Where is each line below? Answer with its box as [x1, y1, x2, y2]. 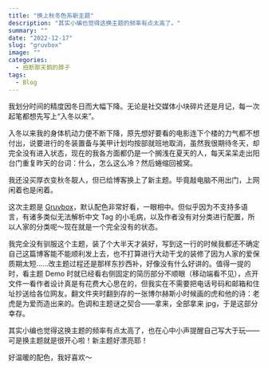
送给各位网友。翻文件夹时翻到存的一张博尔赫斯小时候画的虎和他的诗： [22, 289, 253, 298]
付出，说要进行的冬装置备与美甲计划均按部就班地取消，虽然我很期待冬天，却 [8, 138, 260, 147]
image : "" [8, 49, 41, 57]
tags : [8, 71, 26, 79]
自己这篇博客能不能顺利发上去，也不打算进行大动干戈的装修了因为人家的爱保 [8, 249, 260, 258]
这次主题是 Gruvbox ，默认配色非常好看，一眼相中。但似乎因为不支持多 [8, 202, 242, 211]
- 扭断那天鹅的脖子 [15, 64, 70, 72]
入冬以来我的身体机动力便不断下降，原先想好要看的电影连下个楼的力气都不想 [8, 128, 260, 138]
